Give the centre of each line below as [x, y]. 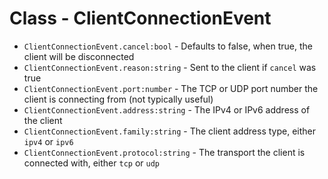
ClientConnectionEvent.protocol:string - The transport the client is [164, 152]
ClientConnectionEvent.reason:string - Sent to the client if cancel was [170, 67]
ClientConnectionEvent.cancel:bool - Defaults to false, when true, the [168, 46]
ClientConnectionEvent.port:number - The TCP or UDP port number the [171, 88]
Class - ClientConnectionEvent [140, 18]
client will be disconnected [79, 56]
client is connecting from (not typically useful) [118, 99]
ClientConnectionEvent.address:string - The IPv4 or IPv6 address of [167, 109]
